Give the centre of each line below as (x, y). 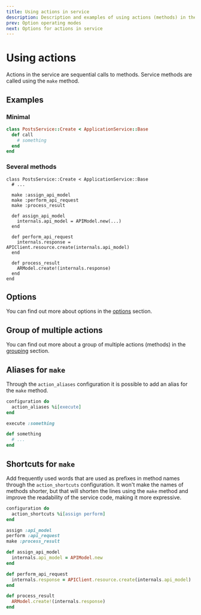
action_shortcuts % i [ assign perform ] (59, 514)
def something (24, 434)
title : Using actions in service (48, 12)
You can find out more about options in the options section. (79, 311)
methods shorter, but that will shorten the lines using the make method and (97, 491)
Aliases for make (36, 369)
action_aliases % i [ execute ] (47, 407)
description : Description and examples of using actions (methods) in (96, 17)
